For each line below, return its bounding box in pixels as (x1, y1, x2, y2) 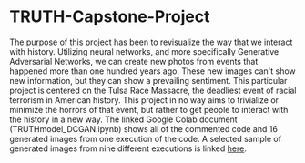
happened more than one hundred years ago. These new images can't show (9, 66, 296, 76)
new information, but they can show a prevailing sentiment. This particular (9, 75, 288, 86)
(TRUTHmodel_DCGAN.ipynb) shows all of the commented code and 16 (9, 123, 278, 134)
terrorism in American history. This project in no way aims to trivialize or (9, 94, 280, 106)
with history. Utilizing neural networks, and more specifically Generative (9, 46, 280, 56)
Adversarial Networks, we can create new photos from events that (9, 56, 259, 66)
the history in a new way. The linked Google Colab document (9, 114, 239, 125)
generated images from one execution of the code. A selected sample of (9, 133, 282, 144)
